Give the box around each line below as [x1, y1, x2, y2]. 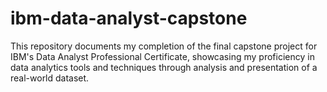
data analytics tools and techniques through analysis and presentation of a [10, 61, 318, 73]
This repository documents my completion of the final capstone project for [10, 40, 318, 52]
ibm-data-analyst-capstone [10, 7, 248, 30]
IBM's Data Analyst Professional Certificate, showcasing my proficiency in [10, 50, 315, 62]
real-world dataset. [10, 72, 90, 84]
